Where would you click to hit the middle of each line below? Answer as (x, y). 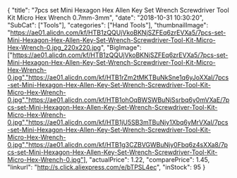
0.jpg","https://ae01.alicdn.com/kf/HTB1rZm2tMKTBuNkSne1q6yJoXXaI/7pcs (118, 77)
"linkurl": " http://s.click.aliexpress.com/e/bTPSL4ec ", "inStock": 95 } (107, 167)
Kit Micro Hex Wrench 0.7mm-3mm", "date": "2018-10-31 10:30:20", (105, 18)
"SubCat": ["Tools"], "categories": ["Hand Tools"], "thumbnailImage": (108, 25)
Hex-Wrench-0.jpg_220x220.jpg (54, 47)
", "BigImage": (121, 47)
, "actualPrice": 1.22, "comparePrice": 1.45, (148, 160)
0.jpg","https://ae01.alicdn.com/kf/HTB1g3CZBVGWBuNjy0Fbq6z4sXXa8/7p (117, 145)
